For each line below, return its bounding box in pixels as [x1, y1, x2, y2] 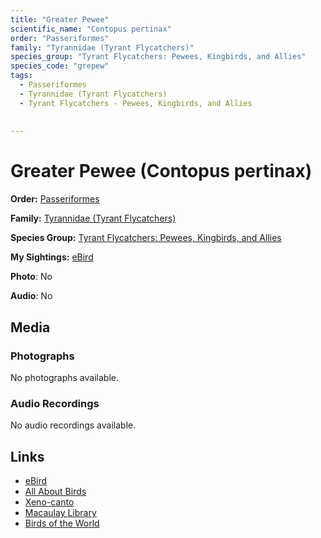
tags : [10, 71, 33, 81]
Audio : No [10, 290, 53, 302]
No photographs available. [10, 371, 119, 383]
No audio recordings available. [10, 419, 137, 431]
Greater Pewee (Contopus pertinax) [10, 160, 313, 183]
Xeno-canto [24, 496, 75, 508]
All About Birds [24, 485, 87, 497]
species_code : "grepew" [10, 61, 110, 71]
